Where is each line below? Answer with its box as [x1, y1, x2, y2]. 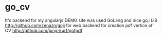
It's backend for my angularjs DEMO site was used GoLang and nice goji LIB [5, 17, 158, 23]
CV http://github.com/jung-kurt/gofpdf [5, 27, 83, 33]
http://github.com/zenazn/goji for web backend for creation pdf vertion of [5, 22, 153, 28]
